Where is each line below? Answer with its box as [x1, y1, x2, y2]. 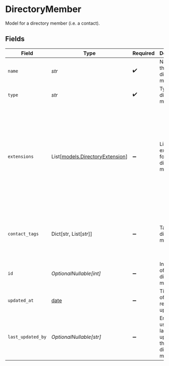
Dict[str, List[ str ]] [51, 230, 93, 237]
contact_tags [8, 231, 39, 237]
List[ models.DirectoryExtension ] [51, 153, 128, 160]
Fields [5, 35, 25, 43]
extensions [8, 153, 34, 159]
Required [132, 49, 155, 56]
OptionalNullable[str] [51, 333, 102, 340]
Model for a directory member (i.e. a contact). [5, 20, 100, 26]
